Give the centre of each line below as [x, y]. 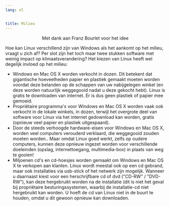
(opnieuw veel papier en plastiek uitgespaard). [61, 122]
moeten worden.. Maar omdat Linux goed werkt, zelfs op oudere [80, 139]
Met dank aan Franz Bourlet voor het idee [85, 38]
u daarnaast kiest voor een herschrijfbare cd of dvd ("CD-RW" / [79, 176]
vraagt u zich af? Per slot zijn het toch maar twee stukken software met [80, 53]
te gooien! [23, 155]
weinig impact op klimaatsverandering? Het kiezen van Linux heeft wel [79, 58]
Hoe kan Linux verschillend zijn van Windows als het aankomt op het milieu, [84, 48]
